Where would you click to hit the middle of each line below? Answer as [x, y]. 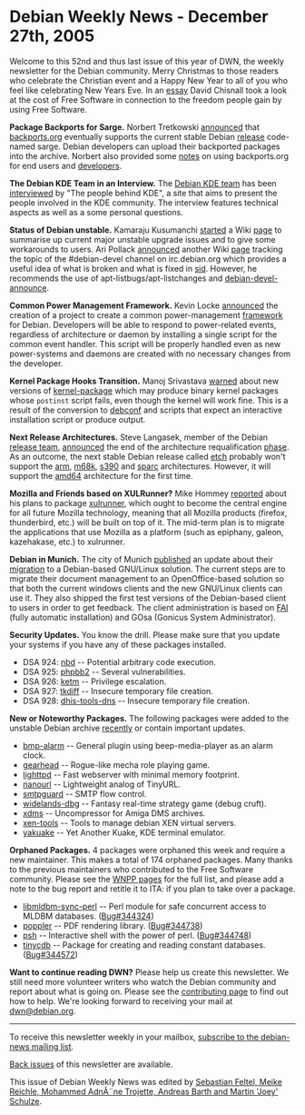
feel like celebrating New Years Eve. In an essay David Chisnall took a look [148, 90]
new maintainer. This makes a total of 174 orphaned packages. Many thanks [151, 860]
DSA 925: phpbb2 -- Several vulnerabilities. [104, 672]
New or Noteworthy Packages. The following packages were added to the [149, 718]
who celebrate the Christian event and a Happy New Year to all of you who [149, 80]
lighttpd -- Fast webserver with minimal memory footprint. [131, 774]
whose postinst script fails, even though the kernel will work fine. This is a [149, 400]
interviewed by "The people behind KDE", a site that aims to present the [143, 193]
